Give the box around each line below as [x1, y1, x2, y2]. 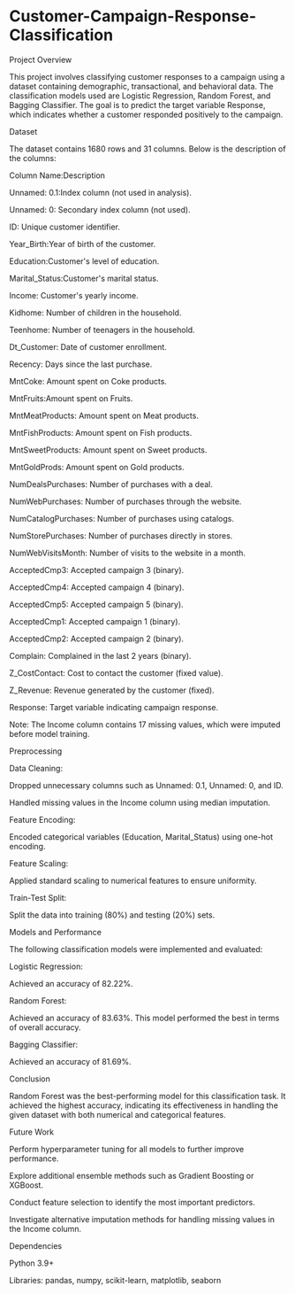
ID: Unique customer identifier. [9, 221, 121, 232]
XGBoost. [9, 1180, 44, 1190]
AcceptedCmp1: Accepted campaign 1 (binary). [9, 616, 181, 626]
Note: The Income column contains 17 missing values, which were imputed [9, 719, 281, 730]
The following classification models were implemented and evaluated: [9, 943, 263, 954]
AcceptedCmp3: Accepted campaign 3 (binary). [9, 564, 185, 575]
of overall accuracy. [9, 1021, 81, 1033]
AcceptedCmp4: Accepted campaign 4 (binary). [9, 582, 185, 593]
